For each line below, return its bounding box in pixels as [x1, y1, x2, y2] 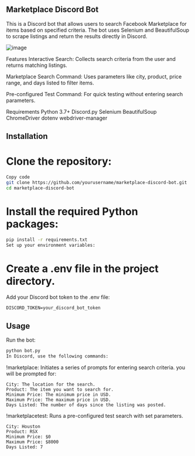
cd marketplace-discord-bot [6, 185, 75, 191]
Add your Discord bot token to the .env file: [6, 294, 110, 301]
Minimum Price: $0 [6, 434, 51, 440]
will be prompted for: [6, 370, 57, 377]
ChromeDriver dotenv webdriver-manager [6, 114, 108, 121]
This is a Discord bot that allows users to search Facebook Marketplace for [6, 20, 187, 27]
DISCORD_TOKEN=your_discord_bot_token [6, 305, 101, 311]
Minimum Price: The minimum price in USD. [6, 392, 111, 397]
